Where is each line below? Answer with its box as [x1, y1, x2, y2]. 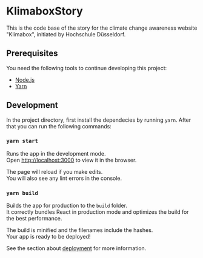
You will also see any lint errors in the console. [6, 174, 122, 182]
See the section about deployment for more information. [6, 245, 147, 252]
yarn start [6, 137, 38, 145]
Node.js [15, 76, 35, 83]
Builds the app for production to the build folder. [6, 202, 128, 210]
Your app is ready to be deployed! [6, 233, 91, 240]
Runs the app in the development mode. [6, 150, 106, 157]
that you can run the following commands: [6, 122, 112, 130]
